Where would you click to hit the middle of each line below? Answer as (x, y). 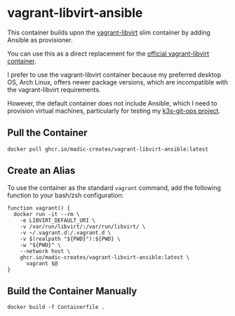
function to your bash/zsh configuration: (66, 195)
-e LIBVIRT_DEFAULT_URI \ (58, 220)
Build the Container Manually (72, 291)
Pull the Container (47, 133)
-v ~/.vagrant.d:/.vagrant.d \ (66, 233)
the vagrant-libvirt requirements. (54, 89)
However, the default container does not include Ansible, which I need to (112, 103)
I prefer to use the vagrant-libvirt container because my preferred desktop (114, 75)
